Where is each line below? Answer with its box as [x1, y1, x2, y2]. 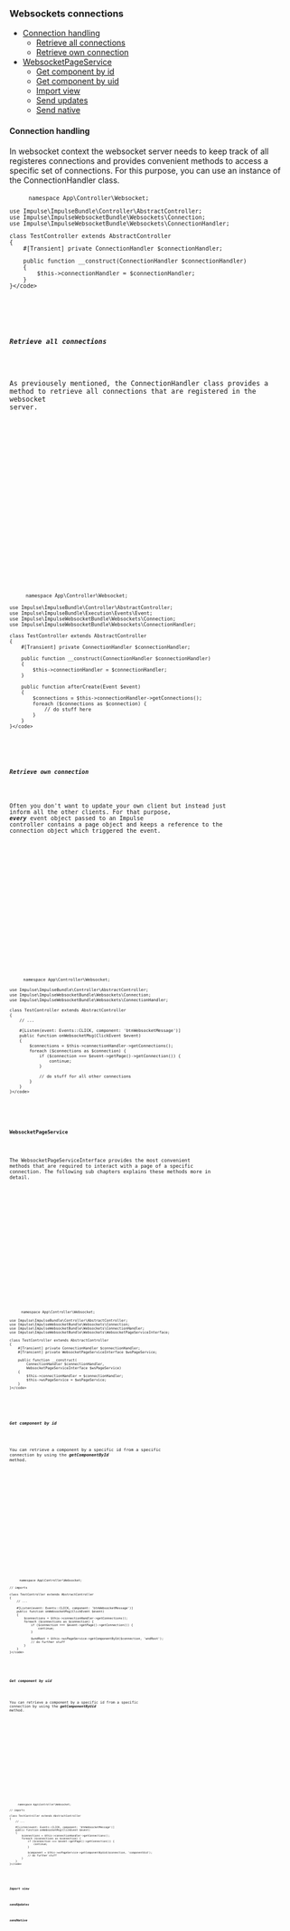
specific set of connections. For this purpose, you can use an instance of [9, 165, 282, 176]
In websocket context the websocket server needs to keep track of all [9, 146, 269, 157]
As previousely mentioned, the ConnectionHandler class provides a [9, 378, 269, 387]
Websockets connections [9, 7, 125, 20]
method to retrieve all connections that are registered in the [9, 387, 257, 396]
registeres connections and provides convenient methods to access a [9, 155, 269, 166]
